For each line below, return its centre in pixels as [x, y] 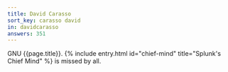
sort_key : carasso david [44, 20]
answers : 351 [27, 34]
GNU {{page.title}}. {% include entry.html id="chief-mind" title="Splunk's [114, 54]
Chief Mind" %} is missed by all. [54, 61]
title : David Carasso [39, 14]
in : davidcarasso [33, 27]
